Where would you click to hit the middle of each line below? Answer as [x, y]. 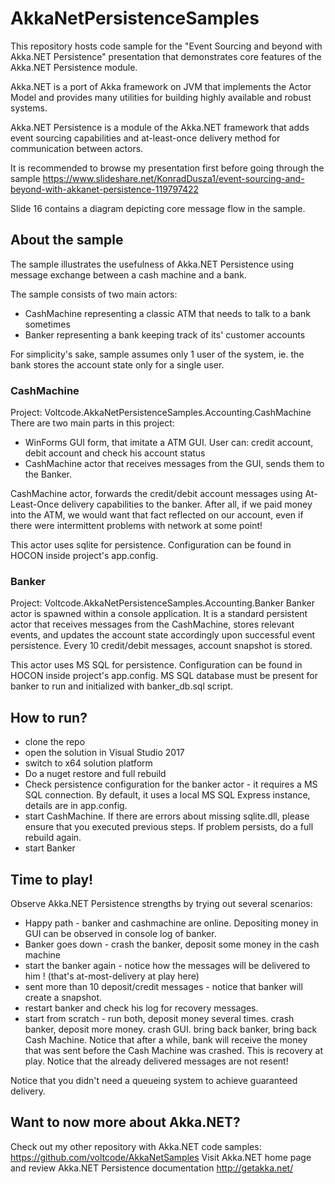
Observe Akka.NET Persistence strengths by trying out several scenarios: [161, 903]
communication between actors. [77, 148]
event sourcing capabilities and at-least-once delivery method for [145, 138]
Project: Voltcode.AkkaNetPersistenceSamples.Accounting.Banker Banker [162, 603]
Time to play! [52, 879]
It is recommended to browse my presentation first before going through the [167, 168]
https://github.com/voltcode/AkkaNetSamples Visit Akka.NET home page [161, 1157]
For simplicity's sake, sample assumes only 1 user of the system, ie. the [157, 354]
